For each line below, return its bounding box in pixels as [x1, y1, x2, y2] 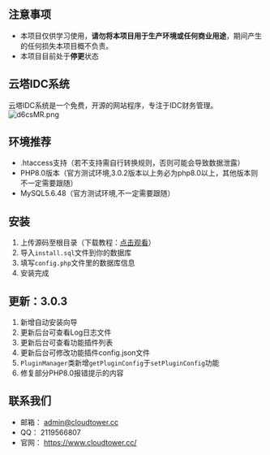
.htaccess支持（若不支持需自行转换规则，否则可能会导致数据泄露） [19, 158, 245, 168]
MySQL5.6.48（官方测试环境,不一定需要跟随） [19, 188, 175, 198]
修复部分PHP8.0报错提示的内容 [19, 368, 124, 378]
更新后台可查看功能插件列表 [19, 338, 114, 348]
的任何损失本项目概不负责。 [19, 41, 114, 50]
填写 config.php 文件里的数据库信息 [19, 258, 135, 268]
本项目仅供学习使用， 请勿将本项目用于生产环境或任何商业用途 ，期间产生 [19, 31, 262, 41]
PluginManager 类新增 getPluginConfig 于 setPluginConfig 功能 [19, 358, 220, 368]
